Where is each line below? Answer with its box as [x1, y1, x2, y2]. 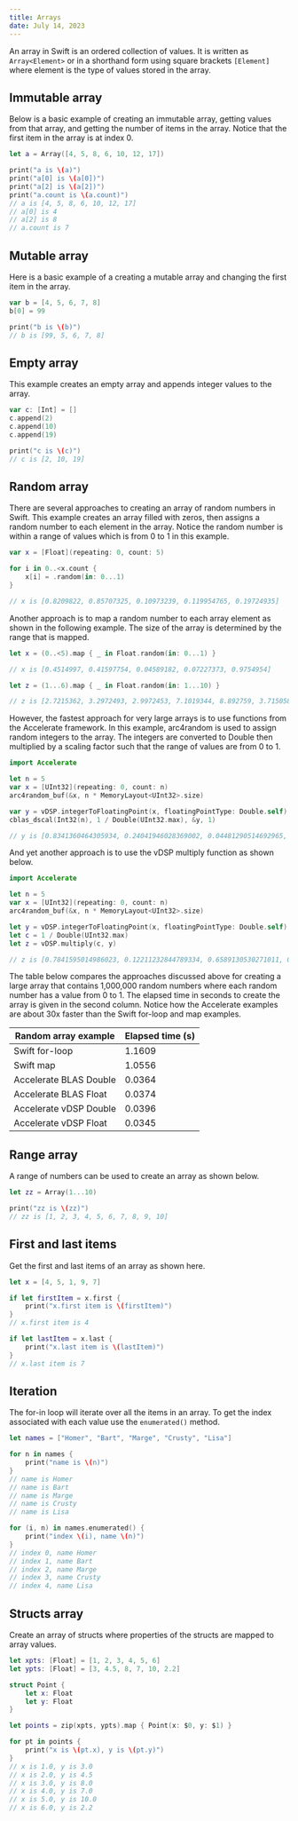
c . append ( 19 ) [9, 430, 58, 439]
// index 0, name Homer [9, 1548, 98, 1557]
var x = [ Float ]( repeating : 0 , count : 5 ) [9, 548, 165, 558]
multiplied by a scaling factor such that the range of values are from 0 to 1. [9, 741, 281, 752]
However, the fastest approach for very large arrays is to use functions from [9, 713, 286, 724]
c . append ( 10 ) [9, 423, 58, 431]
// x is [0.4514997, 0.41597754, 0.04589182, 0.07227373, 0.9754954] [9, 665, 272, 674]
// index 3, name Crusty [9, 1573, 101, 1582]
